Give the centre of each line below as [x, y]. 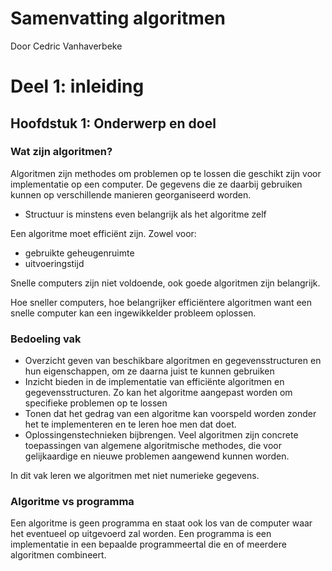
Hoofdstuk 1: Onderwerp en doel [113, 123]
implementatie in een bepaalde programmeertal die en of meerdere [148, 544]
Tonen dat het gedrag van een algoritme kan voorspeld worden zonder [170, 414]
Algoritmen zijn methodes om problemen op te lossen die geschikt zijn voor [166, 173]
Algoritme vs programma [72, 502]
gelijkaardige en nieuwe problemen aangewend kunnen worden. [157, 456]
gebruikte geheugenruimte [79, 253]
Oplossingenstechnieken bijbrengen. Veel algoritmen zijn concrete [161, 435]
